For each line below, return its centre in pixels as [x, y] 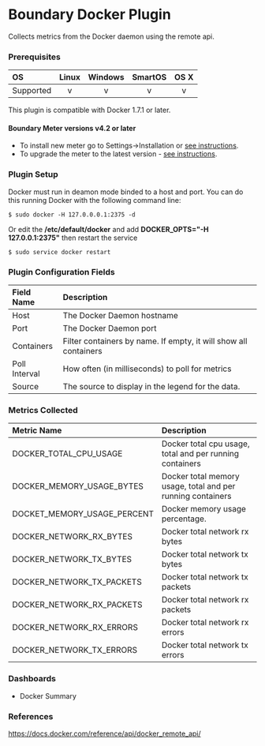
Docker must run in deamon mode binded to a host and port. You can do [126, 192]
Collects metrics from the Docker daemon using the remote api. [112, 36]
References [31, 716]
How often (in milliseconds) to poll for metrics [147, 369]
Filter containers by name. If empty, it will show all [155, 341]
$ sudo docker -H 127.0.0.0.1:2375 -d [72, 215]
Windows [106, 77]
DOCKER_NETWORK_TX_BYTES [72, 560]
